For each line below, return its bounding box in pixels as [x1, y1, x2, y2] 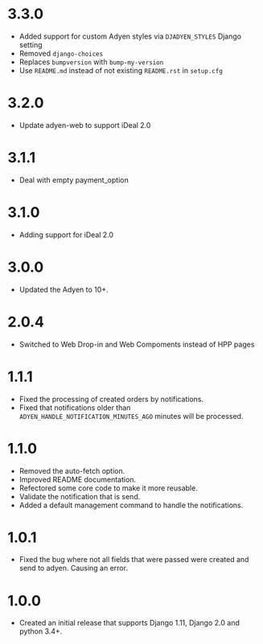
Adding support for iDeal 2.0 [18, 230, 114, 240]
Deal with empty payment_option [18, 174, 129, 185]
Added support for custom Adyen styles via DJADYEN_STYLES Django [18, 31, 242, 41]
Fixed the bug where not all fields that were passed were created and [18, 555, 249, 564]
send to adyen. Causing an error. [18, 564, 128, 573]
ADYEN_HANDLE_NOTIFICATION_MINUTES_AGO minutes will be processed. [18, 411, 244, 420]
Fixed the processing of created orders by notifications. [18, 394, 204, 404]
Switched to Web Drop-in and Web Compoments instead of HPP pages [18, 339, 255, 349]
